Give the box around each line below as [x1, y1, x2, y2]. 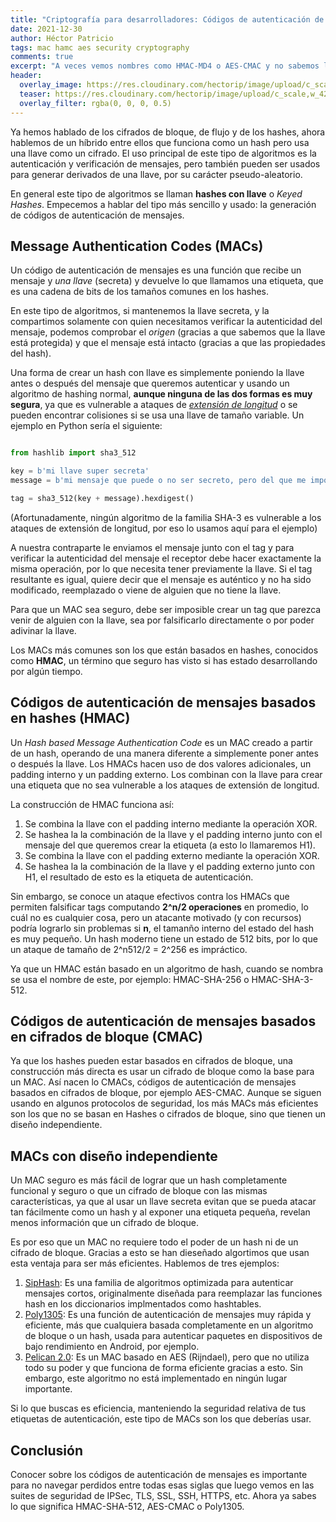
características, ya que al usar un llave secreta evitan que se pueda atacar [10, 1196, 317, 1208]
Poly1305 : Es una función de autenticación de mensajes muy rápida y [24, 1309, 312, 1321]
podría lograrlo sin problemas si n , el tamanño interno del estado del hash [10, 922, 315, 934]
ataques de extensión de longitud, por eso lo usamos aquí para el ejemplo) [10, 522, 318, 534]
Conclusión [10, 1442, 84, 1459]
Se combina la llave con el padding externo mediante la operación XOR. [24, 849, 320, 861]
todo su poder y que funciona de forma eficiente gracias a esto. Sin [24, 1362, 303, 1374]
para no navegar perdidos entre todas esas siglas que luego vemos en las [10, 1479, 315, 1491]
